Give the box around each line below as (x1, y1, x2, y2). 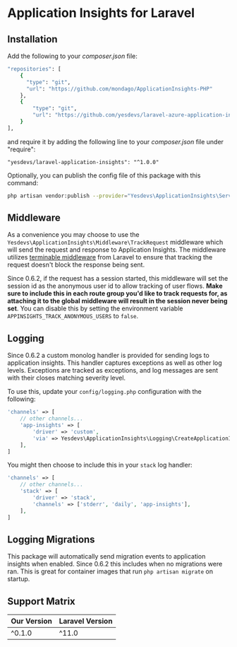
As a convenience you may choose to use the (7, 231, 140, 239)
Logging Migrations (7, 533, 95, 545)
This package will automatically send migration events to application (7, 552, 206, 561)
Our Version (11, 617, 53, 626)
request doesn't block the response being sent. (7, 260, 145, 269)
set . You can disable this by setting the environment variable (7, 304, 183, 313)
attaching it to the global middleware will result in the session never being (7, 297, 228, 305)
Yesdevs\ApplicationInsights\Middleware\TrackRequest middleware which (7, 238, 224, 247)
